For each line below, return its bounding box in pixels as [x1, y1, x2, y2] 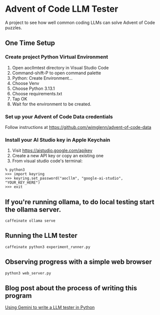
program [5, 292, 32, 300]
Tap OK [12, 96, 28, 102]
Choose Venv [12, 80, 40, 86]
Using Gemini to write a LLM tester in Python [5, 304, 95, 311]
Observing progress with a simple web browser [5, 258, 152, 266]
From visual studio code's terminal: [12, 158, 83, 164]
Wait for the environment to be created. [12, 101, 92, 107]
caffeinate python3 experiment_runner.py [5, 244, 91, 250]
